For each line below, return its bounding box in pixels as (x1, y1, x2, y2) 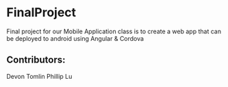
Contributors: (6, 54, 66, 66)
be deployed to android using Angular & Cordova (6, 34, 144, 42)
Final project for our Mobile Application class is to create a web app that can (6, 27, 222, 35)
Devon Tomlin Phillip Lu (6, 72, 73, 80)
